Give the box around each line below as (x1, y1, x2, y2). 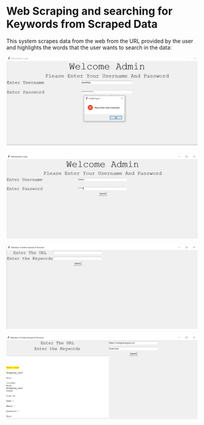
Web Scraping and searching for (6, 4, 173, 18)
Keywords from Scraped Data (6, 17, 158, 31)
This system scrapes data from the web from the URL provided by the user (6, 37, 194, 44)
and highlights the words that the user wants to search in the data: (6, 44, 172, 51)
